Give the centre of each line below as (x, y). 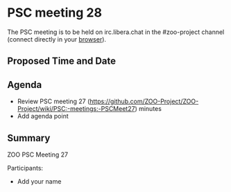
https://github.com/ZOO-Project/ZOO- (144, 101)
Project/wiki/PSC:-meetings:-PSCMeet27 (76, 109)
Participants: (25, 168)
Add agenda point (43, 116)
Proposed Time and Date (62, 61)
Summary (29, 138)
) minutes (148, 109)
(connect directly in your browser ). (57, 39)
